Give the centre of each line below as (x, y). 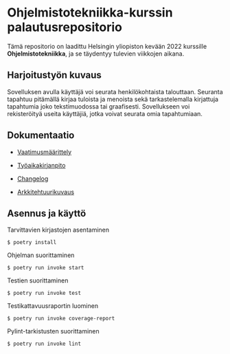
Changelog (33, 178)
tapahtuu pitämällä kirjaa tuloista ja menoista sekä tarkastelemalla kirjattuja (113, 99)
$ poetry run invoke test (44, 294)
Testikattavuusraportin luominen (53, 306)
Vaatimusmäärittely (44, 152)
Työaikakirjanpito (41, 165)
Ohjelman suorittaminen (41, 255)
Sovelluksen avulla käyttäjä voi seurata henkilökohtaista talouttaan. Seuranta (115, 91)
